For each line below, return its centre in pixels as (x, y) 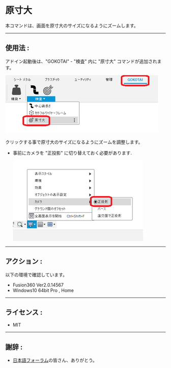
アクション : (24, 262)
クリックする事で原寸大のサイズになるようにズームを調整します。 (74, 142)
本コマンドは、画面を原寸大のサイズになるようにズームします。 (72, 26)
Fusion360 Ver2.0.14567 (38, 285)
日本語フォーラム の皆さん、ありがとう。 (55, 360)
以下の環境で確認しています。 (36, 275)
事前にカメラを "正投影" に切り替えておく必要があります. (72, 153)
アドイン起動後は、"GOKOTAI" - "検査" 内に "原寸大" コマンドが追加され (81, 61)
